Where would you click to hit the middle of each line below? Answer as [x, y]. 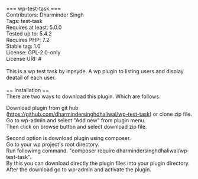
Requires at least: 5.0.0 [34, 27]
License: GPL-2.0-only [33, 52]
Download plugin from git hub [42, 108]
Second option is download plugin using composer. [69, 138]
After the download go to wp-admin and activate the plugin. [79, 170]
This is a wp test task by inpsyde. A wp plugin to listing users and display [95, 71]
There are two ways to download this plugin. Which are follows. [83, 96]
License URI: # [24, 59]
